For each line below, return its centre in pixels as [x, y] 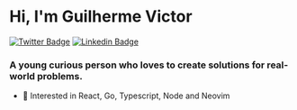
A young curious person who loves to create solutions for [137, 65]
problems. [60, 76]
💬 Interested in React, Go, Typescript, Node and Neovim [126, 96]
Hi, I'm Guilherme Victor [101, 17]
